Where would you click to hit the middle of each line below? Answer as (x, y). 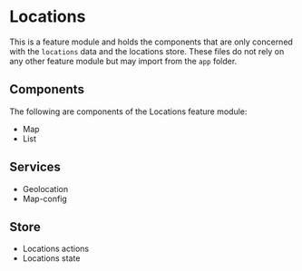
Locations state (51, 258)
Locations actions (55, 249)
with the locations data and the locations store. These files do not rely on (147, 51)
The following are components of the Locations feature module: (128, 111)
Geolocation (45, 189)
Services (35, 167)
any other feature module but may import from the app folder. (123, 61)
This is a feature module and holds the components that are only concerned (151, 42)
